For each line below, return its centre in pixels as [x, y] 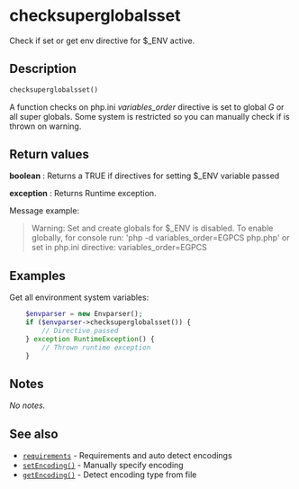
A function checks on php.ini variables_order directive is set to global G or [147, 107]
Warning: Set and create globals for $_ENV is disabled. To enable [152, 228]
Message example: [44, 211]
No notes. [27, 405]
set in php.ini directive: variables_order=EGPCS [119, 248]
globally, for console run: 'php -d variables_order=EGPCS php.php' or [160, 238]
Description [43, 69]
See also [34, 434]
